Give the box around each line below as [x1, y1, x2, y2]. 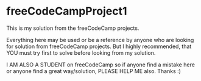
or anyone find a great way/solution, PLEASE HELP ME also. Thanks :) [6, 67, 182, 74]
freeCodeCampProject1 [6, 4, 127, 18]
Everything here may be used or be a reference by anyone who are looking [6, 36, 194, 43]
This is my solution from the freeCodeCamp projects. [6, 24, 139, 32]
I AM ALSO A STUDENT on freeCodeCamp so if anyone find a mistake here [6, 61, 195, 68]
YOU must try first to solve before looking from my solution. [6, 49, 156, 56]
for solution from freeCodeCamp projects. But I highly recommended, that [6, 43, 192, 50]
